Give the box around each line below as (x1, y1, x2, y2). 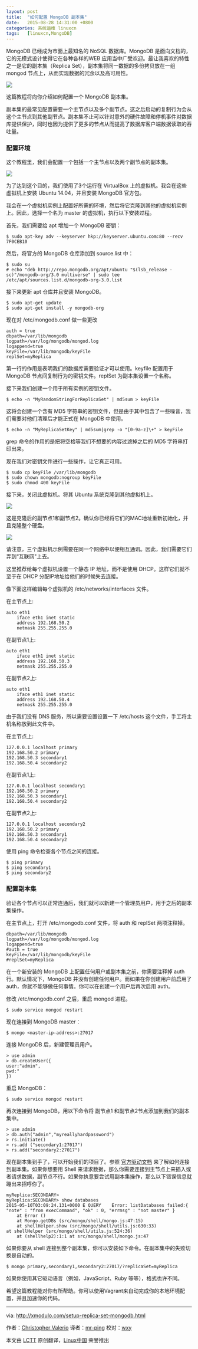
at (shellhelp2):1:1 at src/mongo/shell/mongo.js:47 (16, 1233, 149, 1239)
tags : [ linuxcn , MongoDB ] (6, 31, 72, 37)
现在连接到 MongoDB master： (6, 1018, 81, 1025)
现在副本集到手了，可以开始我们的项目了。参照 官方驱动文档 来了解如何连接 (6, 1158, 190, 1165)
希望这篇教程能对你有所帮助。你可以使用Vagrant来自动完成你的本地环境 (6, 1287, 180, 1294)
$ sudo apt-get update (6, 300, 62, 306)
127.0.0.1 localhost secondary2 (6, 821, 85, 828)
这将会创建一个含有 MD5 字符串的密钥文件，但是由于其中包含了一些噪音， (6, 408, 186, 415)
